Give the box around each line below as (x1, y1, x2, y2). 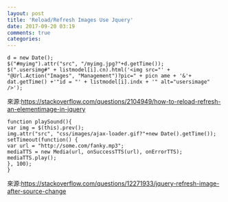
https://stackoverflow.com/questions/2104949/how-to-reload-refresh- (21, 98, 221, 106)
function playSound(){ (7, 118, 72, 126)
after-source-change (7, 187, 67, 196)
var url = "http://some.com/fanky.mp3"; (7, 142, 125, 150)
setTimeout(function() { (7, 137, 78, 144)
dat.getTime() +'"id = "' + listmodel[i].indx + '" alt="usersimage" (7, 78, 211, 86)
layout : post (7, 10, 45, 17)
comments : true (7, 29, 51, 36)
